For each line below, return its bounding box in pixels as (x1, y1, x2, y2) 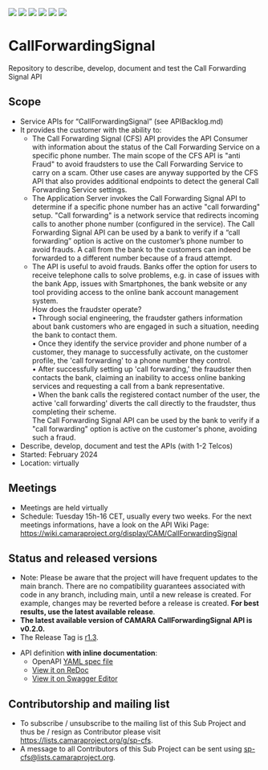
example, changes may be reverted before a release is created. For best (19, 599, 259, 608)
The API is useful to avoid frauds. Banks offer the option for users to (31, 261, 258, 271)
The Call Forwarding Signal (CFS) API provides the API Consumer (31, 133, 249, 143)
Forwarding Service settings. (31, 185, 128, 195)
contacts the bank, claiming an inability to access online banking (31, 372, 246, 382)
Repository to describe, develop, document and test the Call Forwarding (8, 63, 246, 72)
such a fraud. (31, 432, 76, 442)
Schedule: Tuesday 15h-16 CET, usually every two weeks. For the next (19, 511, 252, 521)
